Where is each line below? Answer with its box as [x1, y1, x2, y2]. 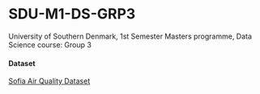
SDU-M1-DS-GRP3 [8, 5, 136, 23]
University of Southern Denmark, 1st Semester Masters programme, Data [8, 31, 253, 41]
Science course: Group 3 [8, 39, 92, 49]
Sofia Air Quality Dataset [8, 76, 91, 86]
